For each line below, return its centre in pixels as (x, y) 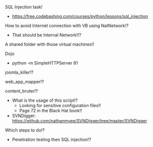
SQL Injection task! (24, 7)
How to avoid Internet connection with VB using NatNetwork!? (67, 26)
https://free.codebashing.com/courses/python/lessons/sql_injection (80, 16)
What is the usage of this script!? (45, 100)
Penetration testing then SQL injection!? (52, 140)
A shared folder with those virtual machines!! (50, 44)
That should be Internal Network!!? (46, 35)
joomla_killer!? (19, 72)
